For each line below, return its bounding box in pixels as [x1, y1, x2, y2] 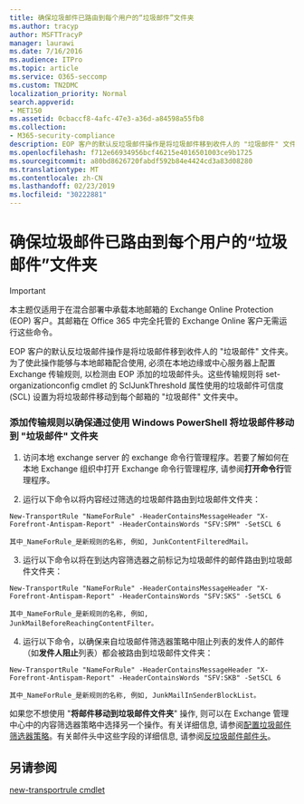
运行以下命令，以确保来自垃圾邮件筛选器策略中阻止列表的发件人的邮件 [22, 636, 285, 647]
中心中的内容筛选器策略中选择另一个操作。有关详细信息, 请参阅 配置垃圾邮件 [9, 720, 291, 731]
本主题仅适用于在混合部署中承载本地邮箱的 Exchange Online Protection [9, 304, 274, 315]
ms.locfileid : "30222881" [9, 190, 107, 199]
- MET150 [9, 106, 43, 115]
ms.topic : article [9, 64, 79, 73]
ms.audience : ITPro [9, 55, 83, 64]
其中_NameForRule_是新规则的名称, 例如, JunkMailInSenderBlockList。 [9, 691, 261, 701]
